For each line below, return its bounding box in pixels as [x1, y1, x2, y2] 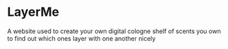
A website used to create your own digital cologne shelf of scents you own [7, 27, 221, 35]
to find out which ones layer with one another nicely [7, 34, 156, 42]
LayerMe [7, 4, 60, 20]
